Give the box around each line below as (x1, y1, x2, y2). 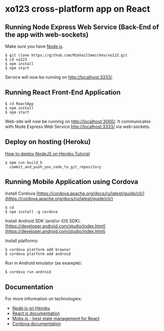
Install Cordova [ (5, 190, 38, 196)
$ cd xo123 (5, 57, 27, 62)
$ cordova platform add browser (5, 248, 71, 252)
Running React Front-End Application (5, 88, 121, 97)
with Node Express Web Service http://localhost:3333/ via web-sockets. (5, 124, 150, 129)
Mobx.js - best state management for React (12, 316, 100, 322)
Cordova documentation (12, 321, 61, 327)
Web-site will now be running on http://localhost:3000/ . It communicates (5, 118, 151, 124)
